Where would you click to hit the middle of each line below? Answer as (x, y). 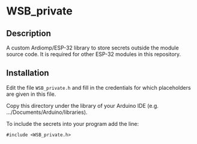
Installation (28, 73)
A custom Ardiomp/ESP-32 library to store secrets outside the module (92, 48)
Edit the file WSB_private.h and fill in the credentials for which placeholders (98, 87)
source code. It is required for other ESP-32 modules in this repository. (94, 54)
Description (29, 33)
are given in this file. (31, 94)
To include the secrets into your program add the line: (73, 124)
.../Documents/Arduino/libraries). (47, 112)
